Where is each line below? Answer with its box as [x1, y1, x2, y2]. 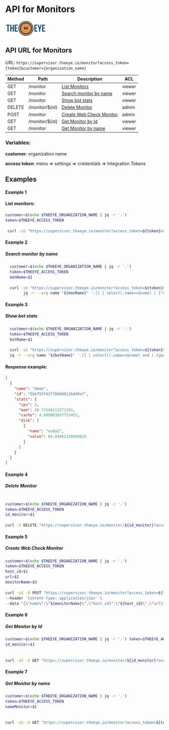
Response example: [5, 363, 48, 370]
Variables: [5, 139, 31, 147]
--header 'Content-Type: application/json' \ [5, 596, 102, 601]
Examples [5, 175, 37, 184]
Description [77, 76, 103, 82]
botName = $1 [10, 337, 33, 342]
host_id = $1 [5, 569, 28, 574]
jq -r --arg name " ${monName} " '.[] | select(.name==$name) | [23, 290, 156, 296]
